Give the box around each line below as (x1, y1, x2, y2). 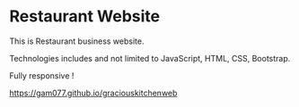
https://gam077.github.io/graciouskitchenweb (9, 87, 178, 98)
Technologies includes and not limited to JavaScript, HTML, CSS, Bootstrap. (9, 53, 291, 63)
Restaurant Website (9, 6, 160, 27)
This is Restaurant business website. (9, 36, 145, 46)
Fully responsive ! (9, 70, 75, 81)
